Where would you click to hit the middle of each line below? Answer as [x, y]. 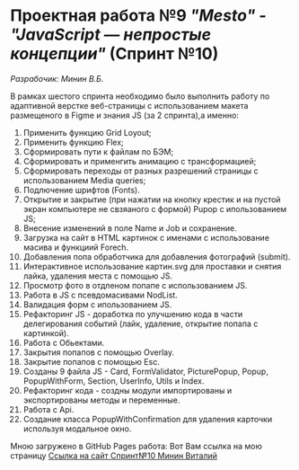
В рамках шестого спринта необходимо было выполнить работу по [140, 96]
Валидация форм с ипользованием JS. [97, 304]
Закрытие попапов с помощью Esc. [91, 361]
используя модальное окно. [77, 429]
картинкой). [46, 333]
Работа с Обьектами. [64, 342]
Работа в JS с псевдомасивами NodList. [100, 295]
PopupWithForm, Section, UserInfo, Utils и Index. [114, 381]
